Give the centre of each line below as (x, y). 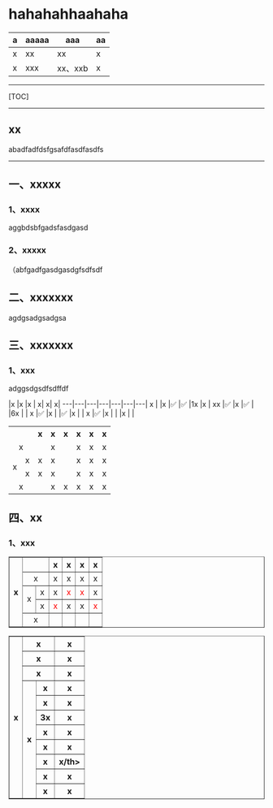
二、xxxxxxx (41, 298)
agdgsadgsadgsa (37, 318)
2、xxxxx (28, 250)
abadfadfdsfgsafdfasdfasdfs (56, 149)
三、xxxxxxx (41, 345)
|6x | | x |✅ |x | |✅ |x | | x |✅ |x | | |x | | (71, 413)
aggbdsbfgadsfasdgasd (48, 227)
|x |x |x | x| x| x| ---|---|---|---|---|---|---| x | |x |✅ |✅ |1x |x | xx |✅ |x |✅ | (131, 404)
